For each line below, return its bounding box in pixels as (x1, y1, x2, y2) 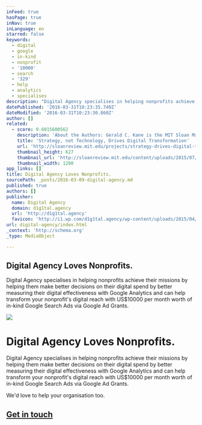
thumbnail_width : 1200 (17, 160, 74, 166)
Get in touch (6, 409, 53, 420)
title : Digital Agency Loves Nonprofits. (6, 171, 112, 178)
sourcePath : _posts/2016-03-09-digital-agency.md (6, 177, 133, 183)
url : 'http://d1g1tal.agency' (11, 210, 87, 217)
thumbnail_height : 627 (17, 149, 74, 155)
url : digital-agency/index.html (6, 222, 87, 228)
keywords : (6, 37, 31, 43)
